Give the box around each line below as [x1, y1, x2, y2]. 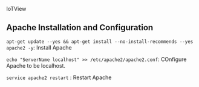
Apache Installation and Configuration [6, 22, 154, 33]
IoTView [6, 5, 27, 12]
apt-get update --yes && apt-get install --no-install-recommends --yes [6, 39, 194, 45]
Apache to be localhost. [6, 62, 65, 69]
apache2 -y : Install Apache [6, 43, 72, 51]
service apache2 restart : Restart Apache [6, 74, 112, 81]
